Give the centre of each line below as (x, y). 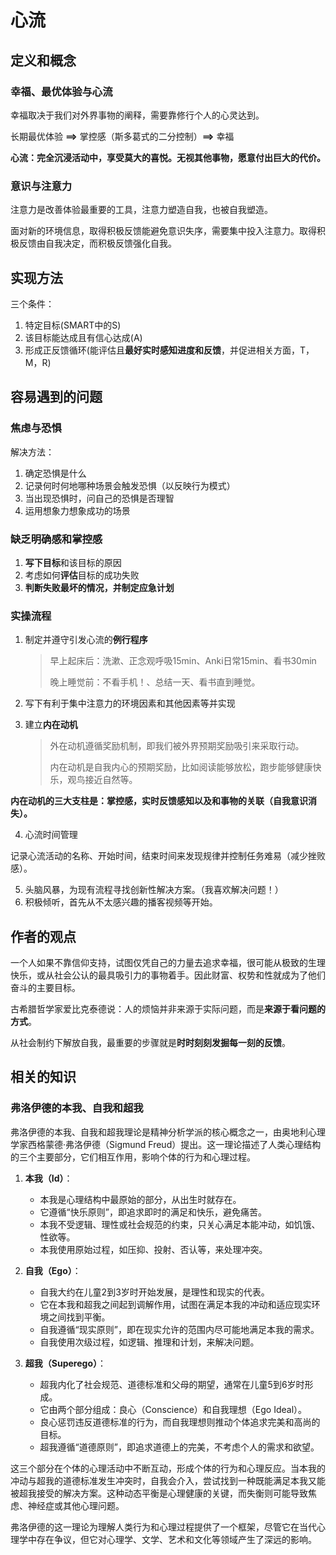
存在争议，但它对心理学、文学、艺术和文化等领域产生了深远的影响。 (176, 1539)
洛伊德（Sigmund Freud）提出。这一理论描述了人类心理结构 (198, 1144)
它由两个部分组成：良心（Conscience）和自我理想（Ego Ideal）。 (173, 1409)
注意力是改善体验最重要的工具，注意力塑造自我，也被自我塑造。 (141, 210)
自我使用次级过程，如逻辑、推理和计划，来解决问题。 (149, 1342)
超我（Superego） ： (65, 1363)
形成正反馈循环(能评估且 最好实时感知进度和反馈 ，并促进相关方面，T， (169, 350)
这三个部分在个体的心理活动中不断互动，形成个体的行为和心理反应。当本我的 (168, 1468)
